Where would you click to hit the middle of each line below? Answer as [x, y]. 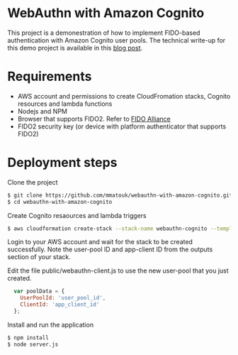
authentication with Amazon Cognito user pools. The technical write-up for [117, 40]
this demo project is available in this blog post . [75, 48]
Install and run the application [51, 324]
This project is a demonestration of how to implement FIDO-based [104, 33]
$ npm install [28, 338]
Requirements [50, 77]
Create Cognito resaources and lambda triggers [77, 215]
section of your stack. [39, 257]
